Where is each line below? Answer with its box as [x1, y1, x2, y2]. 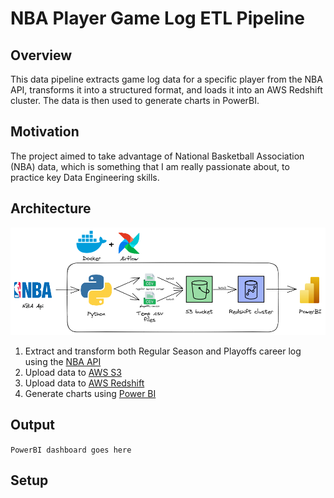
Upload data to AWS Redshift [24, 377, 145, 389]
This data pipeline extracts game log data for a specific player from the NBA [10, 73, 323, 85]
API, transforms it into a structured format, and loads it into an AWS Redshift [10, 84, 323, 96]
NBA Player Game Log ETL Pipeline [10, 7, 305, 30]
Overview [10, 47, 73, 64]
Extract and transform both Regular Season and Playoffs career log [24, 345, 302, 357]
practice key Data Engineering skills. [10, 171, 160, 183]
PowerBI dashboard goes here [10, 445, 132, 455]
